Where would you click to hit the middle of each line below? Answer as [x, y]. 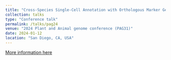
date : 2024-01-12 [24, 33]
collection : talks [25, 15]
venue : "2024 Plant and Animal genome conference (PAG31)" [69, 29]
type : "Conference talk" [32, 19]
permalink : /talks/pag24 [32, 24]
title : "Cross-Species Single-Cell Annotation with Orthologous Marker [83, 10]
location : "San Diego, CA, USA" [39, 38]
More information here [29, 52]
